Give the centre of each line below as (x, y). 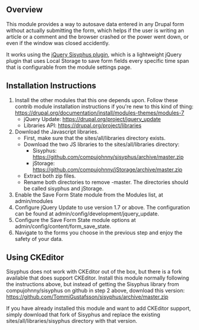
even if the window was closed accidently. (58, 43)
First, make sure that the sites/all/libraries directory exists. (94, 138)
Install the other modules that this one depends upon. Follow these (96, 100)
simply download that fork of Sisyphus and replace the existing (83, 315)
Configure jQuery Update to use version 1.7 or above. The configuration (102, 207)
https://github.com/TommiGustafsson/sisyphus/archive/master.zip (87, 297)
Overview (25, 10)
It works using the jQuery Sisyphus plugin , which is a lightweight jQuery (94, 54)
